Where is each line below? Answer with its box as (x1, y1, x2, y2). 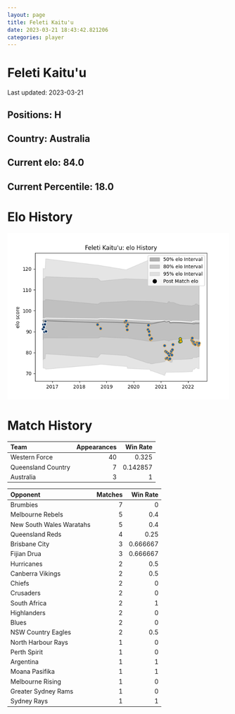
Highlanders (10, 608, 46, 617)
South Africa (10, 598, 47, 607)
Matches (96, 490, 123, 499)
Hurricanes (10, 559, 43, 568)
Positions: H (7, 109, 62, 121)
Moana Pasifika (10, 667, 55, 676)
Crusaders (10, 589, 41, 598)
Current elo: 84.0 (7, 157, 84, 169)
